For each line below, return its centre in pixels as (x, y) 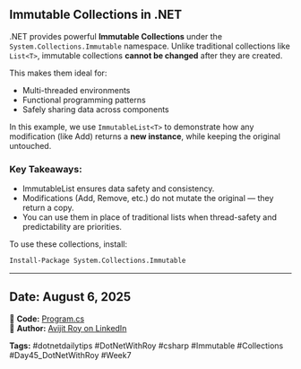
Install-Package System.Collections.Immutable (98, 261)
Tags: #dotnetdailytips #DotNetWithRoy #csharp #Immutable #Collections (146, 346)
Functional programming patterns (84, 100)
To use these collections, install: (69, 244)
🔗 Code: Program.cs (47, 319)
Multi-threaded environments (76, 90)
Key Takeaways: (46, 169)
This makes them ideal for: (58, 73)
